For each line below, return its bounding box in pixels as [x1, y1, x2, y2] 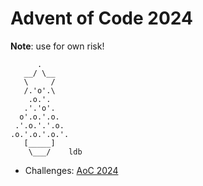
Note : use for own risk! [10, 40, 105, 52]
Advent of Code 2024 [10, 7, 193, 30]
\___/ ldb [28, 147, 83, 157]
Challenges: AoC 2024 [24, 164, 119, 176]
